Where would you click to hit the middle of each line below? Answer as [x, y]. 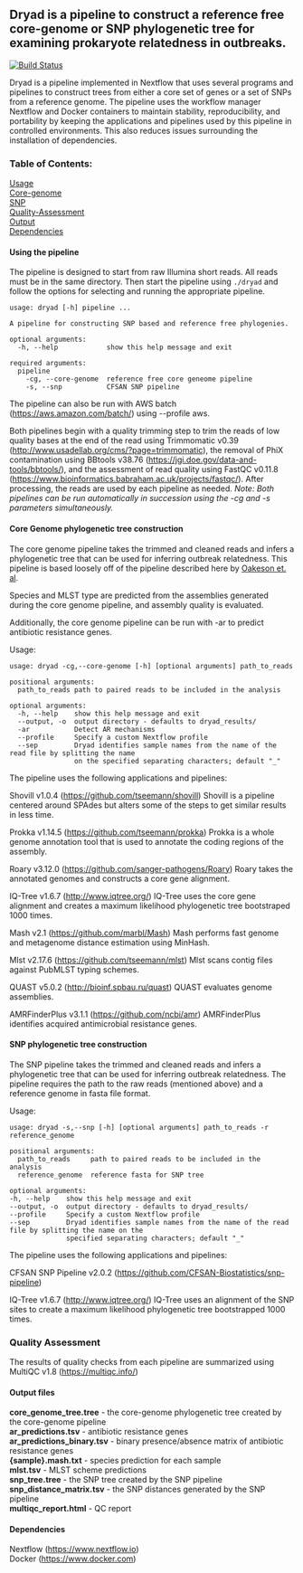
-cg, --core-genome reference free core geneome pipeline [139, 379]
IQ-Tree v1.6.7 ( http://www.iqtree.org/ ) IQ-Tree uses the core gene [133, 895]
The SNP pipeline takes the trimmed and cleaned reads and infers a [135, 1064]
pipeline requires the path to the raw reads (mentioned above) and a [137, 1084]
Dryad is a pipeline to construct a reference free [147, 15]
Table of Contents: [51, 164]
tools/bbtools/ [35, 469]
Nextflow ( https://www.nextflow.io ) [74, 1549]
